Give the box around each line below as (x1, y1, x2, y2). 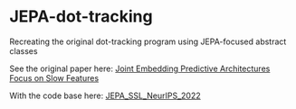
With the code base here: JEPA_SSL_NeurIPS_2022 (9, 90, 201, 101)
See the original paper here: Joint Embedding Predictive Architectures (9, 63, 271, 74)
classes (9, 45, 38, 56)
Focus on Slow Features (9, 72, 100, 83)
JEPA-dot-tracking (9, 6, 153, 27)
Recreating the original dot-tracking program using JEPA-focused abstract (9, 36, 287, 47)
